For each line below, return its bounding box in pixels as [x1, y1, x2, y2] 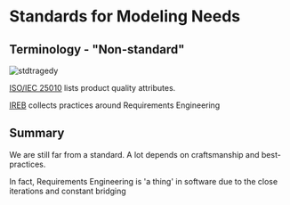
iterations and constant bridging [9, 185, 126, 196]
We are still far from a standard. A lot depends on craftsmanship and [9, 149, 260, 160]
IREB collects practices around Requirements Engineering [9, 100, 221, 111]
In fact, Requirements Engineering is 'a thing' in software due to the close [9, 176, 278, 186]
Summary [9, 126, 65, 141]
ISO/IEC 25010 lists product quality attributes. [9, 83, 176, 93]
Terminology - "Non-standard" [9, 42, 185, 57]
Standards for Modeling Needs [9, 6, 241, 27]
